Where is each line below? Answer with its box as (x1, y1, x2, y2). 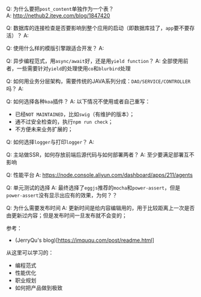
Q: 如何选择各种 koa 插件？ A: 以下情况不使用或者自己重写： (6, 98, 151, 105)
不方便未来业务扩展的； (14, 125, 73, 133)
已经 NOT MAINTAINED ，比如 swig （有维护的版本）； (14, 110, 135, 118)
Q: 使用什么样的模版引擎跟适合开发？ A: (6, 44, 104, 52)
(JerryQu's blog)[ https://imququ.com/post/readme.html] (14, 236, 155, 244)
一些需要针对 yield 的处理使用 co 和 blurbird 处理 (16, 65, 131, 72)
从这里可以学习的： (6, 249, 54, 256)
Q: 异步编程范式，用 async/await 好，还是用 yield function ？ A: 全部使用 (6, 58, 184, 64)
